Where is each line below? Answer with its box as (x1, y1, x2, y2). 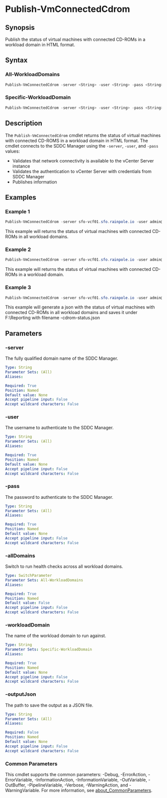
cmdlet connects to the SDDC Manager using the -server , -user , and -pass (5, 143, 159, 149)
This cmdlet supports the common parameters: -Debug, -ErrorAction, (5, 771, 148, 777)
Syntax (5, 56, 28, 65)
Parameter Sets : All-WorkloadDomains (5, 577, 83, 582)
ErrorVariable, (5, 777, 34, 783)
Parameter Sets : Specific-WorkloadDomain (5, 647, 92, 652)
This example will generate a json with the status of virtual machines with (5, 304, 155, 310)
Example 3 (5, 284, 31, 291)
